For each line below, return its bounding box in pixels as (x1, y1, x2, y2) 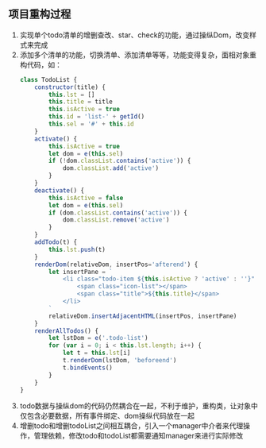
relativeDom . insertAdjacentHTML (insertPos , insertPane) (48, 312, 237, 320)
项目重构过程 (8, 7, 71, 21)
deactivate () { (34, 186, 85, 195)
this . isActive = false (48, 194, 124, 202)
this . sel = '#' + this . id (48, 120, 135, 129)
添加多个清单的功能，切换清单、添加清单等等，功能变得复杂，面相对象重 (19, 50, 256, 60)
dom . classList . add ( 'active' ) (62, 164, 160, 172)
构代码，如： (19, 60, 62, 69)
